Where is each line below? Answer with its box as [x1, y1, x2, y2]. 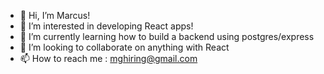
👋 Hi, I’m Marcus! [19, 10, 91, 21]
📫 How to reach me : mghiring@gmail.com [19, 53, 198, 64]
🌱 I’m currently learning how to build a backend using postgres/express [19, 31, 315, 42]
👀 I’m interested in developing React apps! [19, 20, 194, 32]
